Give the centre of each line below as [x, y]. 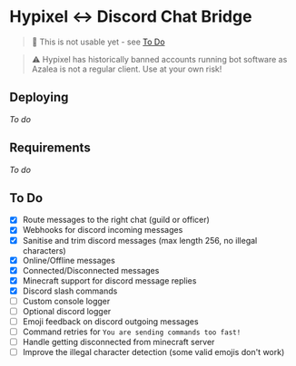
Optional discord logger [67, 311]
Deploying [39, 97]
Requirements [50, 148]
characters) [44, 250]
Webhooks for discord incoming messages [103, 230]
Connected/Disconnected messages [91, 270]
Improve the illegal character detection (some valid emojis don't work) [153, 352]
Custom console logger [66, 301]
